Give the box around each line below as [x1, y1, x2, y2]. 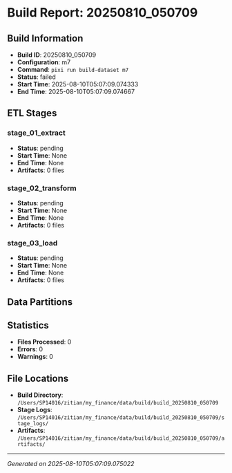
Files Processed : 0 [17, 337, 72, 346]
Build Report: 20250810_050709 [7, 5, 198, 21]
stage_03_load [7, 238, 58, 248]
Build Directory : [17, 391, 64, 399]
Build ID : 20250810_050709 [17, 50, 97, 59]
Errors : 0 [17, 345, 43, 353]
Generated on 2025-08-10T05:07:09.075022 [7, 460, 135, 468]
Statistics [7, 319, 50, 331]
